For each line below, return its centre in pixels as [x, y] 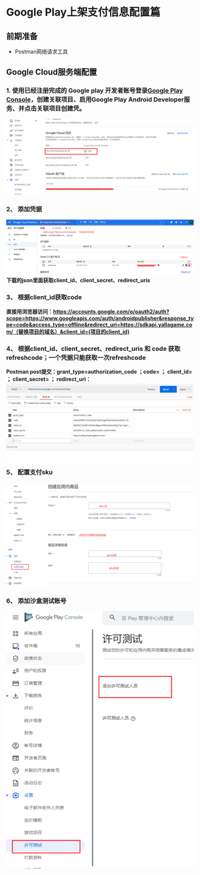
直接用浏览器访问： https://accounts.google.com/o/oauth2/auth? [88, 312]
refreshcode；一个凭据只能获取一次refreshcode [76, 358]
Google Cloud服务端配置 [51, 72]
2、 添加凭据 [24, 209]
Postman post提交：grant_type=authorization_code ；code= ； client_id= [99, 371]
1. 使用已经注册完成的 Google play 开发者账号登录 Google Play [95, 91]
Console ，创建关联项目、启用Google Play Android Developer [95, 100]
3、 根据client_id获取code [44, 297]
